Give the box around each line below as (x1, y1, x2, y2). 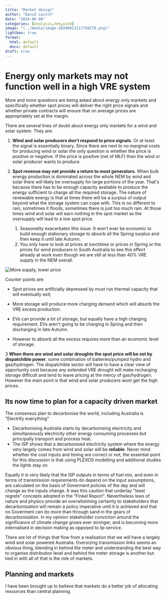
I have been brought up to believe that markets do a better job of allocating (5, 583, 158, 589)
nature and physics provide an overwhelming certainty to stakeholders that (5, 498, 159, 505)
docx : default (9, 44, 39, 49)
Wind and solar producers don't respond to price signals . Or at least (12, 138, 155, 144)
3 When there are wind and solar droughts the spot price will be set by (5, 351, 153, 357)
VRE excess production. (12, 306, 61, 312)
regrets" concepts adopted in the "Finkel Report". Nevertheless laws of (5, 493, 150, 499)
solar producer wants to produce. (12, 159, 81, 165)
